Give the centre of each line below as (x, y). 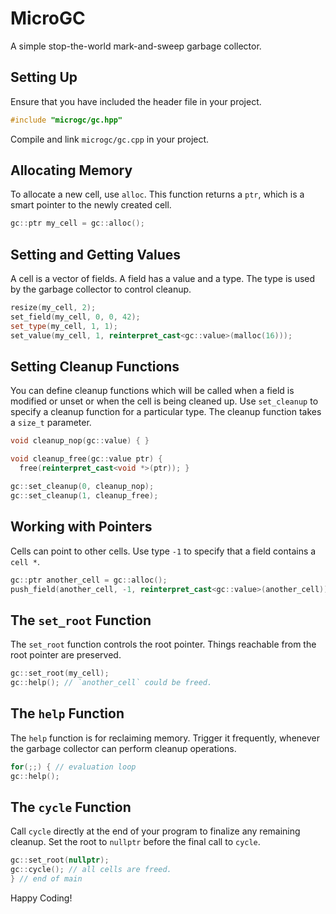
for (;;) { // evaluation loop (73, 767)
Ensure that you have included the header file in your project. (136, 101)
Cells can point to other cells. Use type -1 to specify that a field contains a (163, 551)
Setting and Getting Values (95, 254)
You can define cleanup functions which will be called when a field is (152, 391)
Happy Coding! (41, 898)
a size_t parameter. (51, 423)
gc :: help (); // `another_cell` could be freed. (111, 683)
